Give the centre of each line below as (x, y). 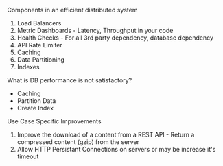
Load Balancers (39, 23)
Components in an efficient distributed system (72, 10)
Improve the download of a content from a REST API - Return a (106, 134)
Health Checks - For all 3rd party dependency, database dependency (115, 38)
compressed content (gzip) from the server (78, 142)
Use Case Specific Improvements (54, 121)
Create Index (35, 108)
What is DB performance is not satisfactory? (70, 80)
